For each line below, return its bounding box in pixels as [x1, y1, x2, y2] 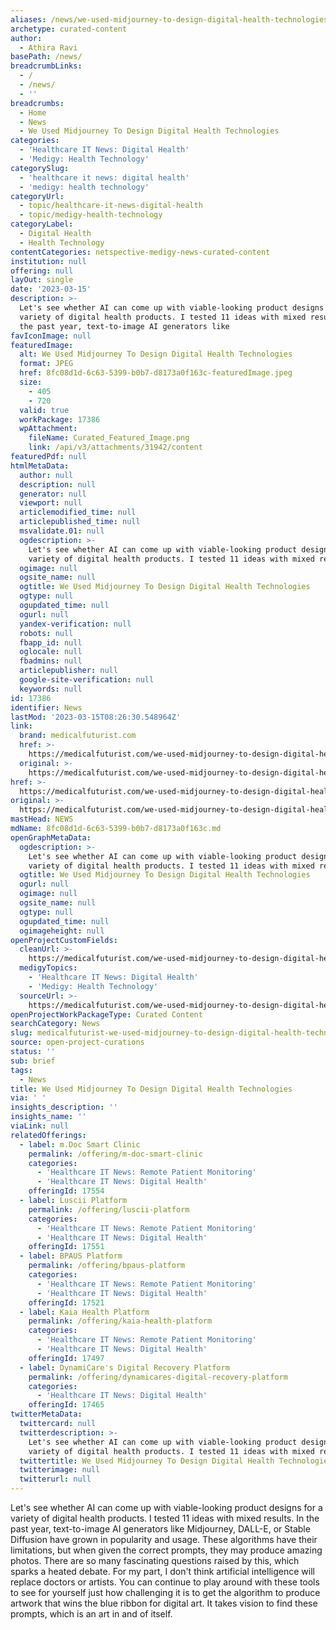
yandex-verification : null [19, 619, 132, 629]
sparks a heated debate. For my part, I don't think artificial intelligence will [10, 1566, 315, 1577]
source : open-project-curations [10, 1037, 145, 1048]
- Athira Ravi [19, 42, 78, 53]
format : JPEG [19, 359, 74, 369]
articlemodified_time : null [19, 507, 137, 518]
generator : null [19, 489, 87, 499]
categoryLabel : [10, 219, 74, 230]
